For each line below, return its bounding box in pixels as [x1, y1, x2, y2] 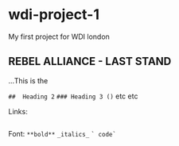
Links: [8, 106, 28, 116]
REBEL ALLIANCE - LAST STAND [8, 55, 172, 68]
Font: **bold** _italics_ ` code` [8, 129, 117, 138]
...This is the [8, 75, 49, 85]
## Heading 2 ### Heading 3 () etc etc [8, 91, 138, 101]
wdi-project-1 [8, 6, 99, 24]
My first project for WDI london [8, 32, 110, 41]
